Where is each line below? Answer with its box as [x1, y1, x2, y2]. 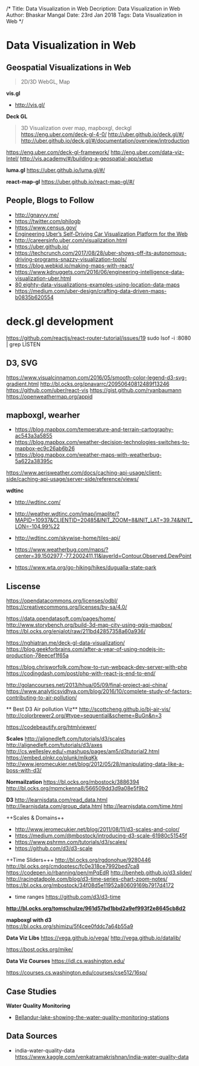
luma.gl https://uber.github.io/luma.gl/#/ [6, 167, 105, 174]
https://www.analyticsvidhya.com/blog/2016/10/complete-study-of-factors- [6, 688, 192, 695]
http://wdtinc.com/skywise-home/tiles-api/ [14, 534, 121, 542]
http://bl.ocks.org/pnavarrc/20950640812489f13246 [40, 380, 170, 387]
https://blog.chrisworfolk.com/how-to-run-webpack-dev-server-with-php [6, 664, 188, 671]
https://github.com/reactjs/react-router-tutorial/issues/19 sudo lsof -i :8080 [6, 334, 191, 341]
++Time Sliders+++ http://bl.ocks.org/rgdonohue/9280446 [6, 857, 151, 864]
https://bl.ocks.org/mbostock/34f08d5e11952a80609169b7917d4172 [6, 882, 175, 889]
